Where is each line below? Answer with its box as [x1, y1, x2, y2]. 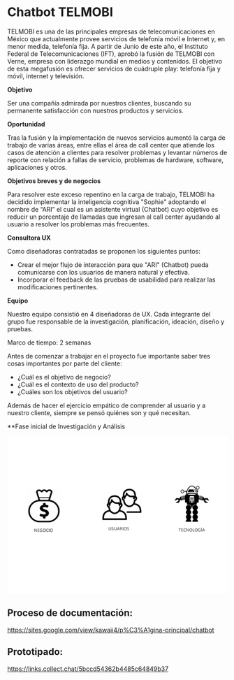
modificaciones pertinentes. [17, 282, 98, 291]
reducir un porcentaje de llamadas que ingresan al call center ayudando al [7, 212, 221, 221]
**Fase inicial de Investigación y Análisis [7, 422, 126, 431]
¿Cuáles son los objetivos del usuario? [17, 387, 128, 396]
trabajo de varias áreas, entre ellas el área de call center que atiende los [7, 140, 215, 149]
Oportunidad [7, 120, 45, 128]
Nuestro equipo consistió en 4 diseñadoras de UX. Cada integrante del [7, 310, 211, 318]
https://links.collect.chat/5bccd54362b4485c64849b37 [7, 665, 169, 673]
